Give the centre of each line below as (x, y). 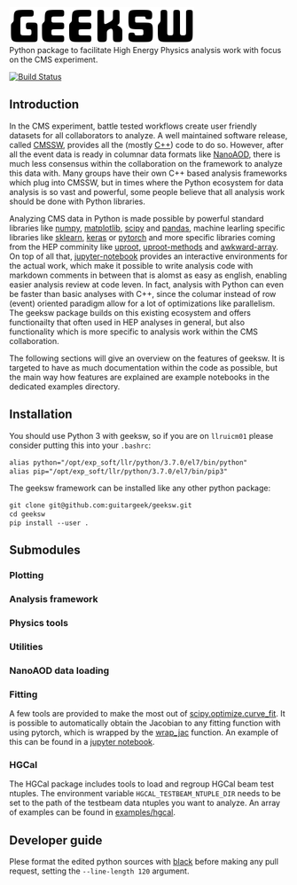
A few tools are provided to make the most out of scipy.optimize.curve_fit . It (147, 713)
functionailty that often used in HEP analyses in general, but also (127, 322)
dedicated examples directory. (65, 386)
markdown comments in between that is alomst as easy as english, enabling (148, 275)
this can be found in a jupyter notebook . (82, 741)
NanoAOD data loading (59, 670)
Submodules (45, 550)
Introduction (44, 105)
